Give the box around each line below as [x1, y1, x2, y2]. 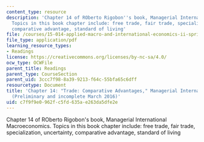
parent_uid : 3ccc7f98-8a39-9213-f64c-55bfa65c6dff [6, 76, 137, 83]
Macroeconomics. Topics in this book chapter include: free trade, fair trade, [6, 122, 195, 129]
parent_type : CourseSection [6, 71, 78, 77]
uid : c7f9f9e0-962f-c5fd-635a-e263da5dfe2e [6, 99, 118, 105]
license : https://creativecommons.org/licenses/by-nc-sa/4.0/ [6, 54, 167, 60]
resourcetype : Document [6, 83, 67, 89]
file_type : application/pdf [6, 37, 78, 43]
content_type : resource [6, 8, 67, 15]
